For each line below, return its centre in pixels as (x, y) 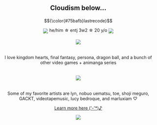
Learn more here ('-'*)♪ (78, 108)
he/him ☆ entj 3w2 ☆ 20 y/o (78, 30)
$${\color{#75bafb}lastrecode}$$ (78, 21)
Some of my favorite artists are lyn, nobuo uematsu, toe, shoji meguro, (78, 93)
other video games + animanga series (78, 62)
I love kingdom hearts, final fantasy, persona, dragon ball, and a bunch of (78, 57)
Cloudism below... (78, 8)
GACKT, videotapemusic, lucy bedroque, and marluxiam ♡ (78, 98)
